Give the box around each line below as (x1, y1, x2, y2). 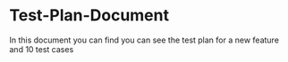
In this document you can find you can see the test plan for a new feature (9, 35, 280, 45)
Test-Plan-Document (9, 5, 170, 26)
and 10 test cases (9, 43, 74, 54)
